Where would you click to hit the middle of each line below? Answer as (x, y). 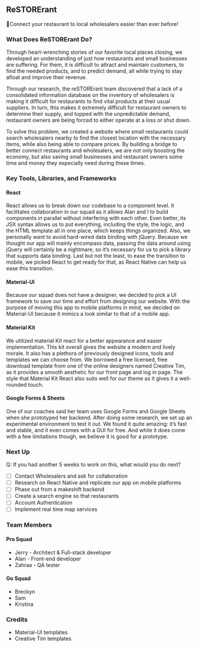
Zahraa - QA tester (37, 565)
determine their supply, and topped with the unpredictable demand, (88, 114)
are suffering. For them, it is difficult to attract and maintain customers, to (95, 65)
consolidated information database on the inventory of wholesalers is (90, 95)
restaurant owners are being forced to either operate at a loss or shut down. (98, 120)
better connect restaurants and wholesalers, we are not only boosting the (95, 151)
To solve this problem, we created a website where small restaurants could (97, 132)
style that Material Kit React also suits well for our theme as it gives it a (92, 378)
